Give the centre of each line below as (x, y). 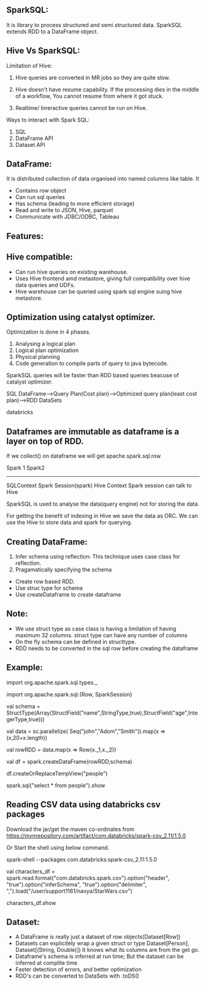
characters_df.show (31, 903)
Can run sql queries (40, 197)
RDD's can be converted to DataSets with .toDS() (77, 976)
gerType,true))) (25, 719)
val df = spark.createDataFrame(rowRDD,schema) (70, 761)
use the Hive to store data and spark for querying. (69, 522)
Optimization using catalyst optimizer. (81, 317)
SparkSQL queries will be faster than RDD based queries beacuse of (93, 375)
